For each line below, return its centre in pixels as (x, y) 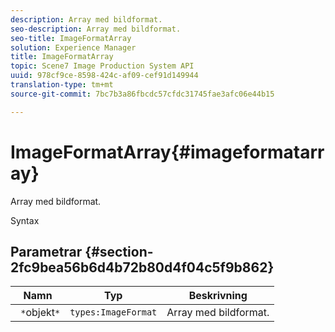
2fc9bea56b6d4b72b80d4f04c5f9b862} (142, 267)
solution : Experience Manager (73, 47)
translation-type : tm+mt (62, 85)
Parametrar (46, 251)
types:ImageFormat (113, 312)
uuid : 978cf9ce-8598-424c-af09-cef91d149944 (104, 76)
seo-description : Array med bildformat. (96, 29)
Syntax (25, 220)
